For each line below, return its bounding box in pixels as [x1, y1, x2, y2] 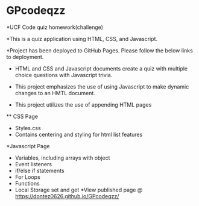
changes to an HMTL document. [14, 89, 95, 96]
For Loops [14, 173, 40, 181]
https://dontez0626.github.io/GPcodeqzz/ [14, 192, 119, 199]
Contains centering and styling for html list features [14, 131, 143, 138]
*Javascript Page [6, 142, 50, 149]
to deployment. [6, 53, 44, 60]
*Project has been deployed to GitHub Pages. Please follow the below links [6, 46, 193, 54]
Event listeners [14, 160, 52, 167]
